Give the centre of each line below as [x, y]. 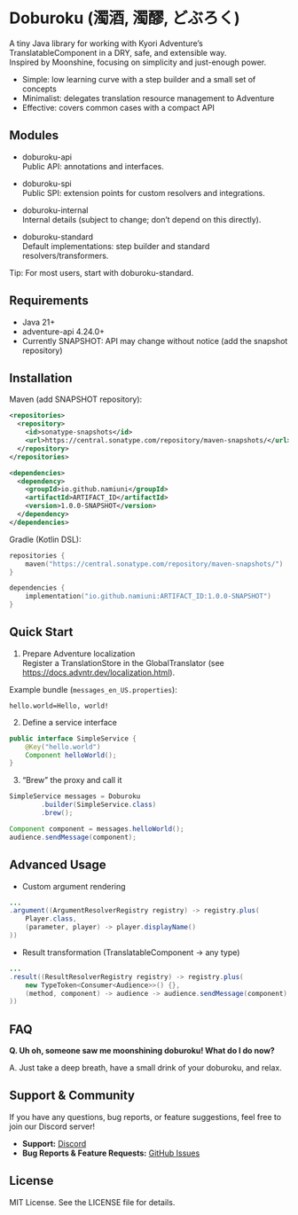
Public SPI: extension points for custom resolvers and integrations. [143, 192]
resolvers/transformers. [65, 255]
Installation [41, 378]
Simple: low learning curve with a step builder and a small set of [139, 79]
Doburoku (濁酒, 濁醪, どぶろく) [125, 18]
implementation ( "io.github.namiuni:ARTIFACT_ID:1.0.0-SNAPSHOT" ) [149, 596]
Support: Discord [54, 1143]
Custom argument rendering [74, 886]
